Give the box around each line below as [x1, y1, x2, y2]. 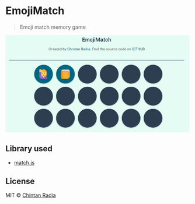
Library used [5, 144, 53, 154]
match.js [13, 159, 35, 166]
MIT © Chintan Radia [5, 192, 56, 199]
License [5, 176, 35, 186]
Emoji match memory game [19, 23, 86, 30]
